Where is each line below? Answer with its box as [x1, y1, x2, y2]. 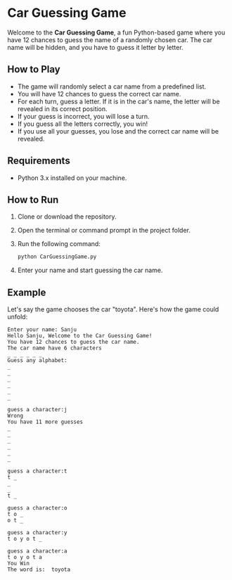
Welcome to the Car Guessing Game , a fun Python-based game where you [7, 28, 226, 37]
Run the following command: [17, 240, 101, 248]
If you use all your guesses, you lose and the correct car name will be [17, 127, 219, 135]
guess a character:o [7, 505, 68, 512]
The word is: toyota [7, 566, 71, 574]
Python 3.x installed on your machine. [17, 174, 127, 182]
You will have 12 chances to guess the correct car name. [17, 89, 181, 98]
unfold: [7, 313, 28, 321]
